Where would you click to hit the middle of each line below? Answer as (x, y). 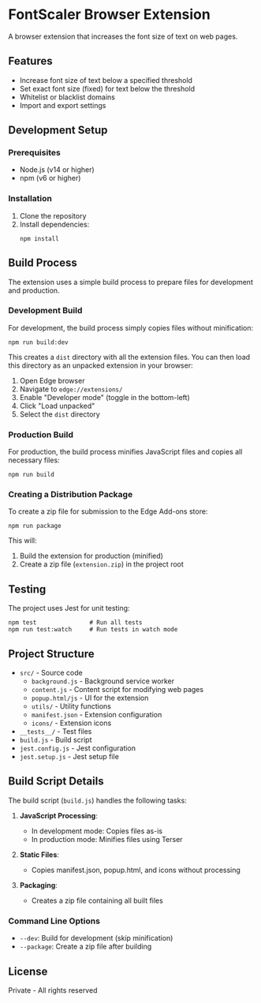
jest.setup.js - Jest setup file (69, 757)
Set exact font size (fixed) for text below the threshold (107, 88)
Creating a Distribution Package (71, 495)
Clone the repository (53, 215)
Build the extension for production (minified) (91, 556)
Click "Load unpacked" (57, 406)
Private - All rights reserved (53, 990)
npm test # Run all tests (76, 623)
